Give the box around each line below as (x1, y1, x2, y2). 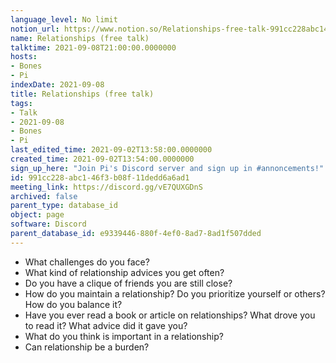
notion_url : (10, 24, 60, 34)
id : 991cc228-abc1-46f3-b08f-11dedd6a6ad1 (10, 172, 190, 183)
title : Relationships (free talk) (10, 89, 155, 99)
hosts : (10, 52, 38, 62)
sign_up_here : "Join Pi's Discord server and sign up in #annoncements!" (10, 163, 325, 173)
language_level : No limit (10, 14, 118, 25)
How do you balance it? (24, 298, 123, 310)
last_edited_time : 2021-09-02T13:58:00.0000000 (10, 145, 213, 155)
